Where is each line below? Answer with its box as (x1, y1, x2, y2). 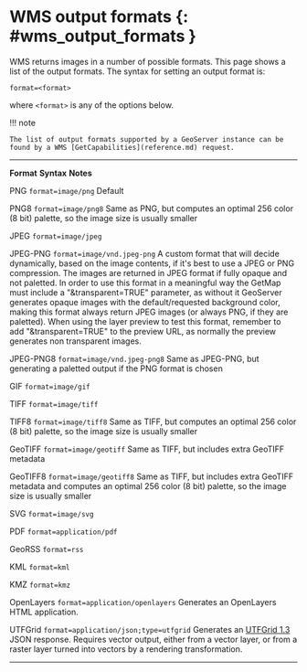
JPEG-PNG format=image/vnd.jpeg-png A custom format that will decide (9, 248, 281, 259)
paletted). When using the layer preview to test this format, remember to (9, 315, 281, 326)
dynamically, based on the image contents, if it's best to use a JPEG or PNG (9, 258, 295, 269)
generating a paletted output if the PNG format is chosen (9, 363, 224, 374)
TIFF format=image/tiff (9, 398, 99, 409)
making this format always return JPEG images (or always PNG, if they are (9, 306, 289, 317)
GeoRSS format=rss (9, 543, 84, 554)
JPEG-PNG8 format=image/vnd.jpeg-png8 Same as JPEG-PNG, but (9, 353, 259, 364)
